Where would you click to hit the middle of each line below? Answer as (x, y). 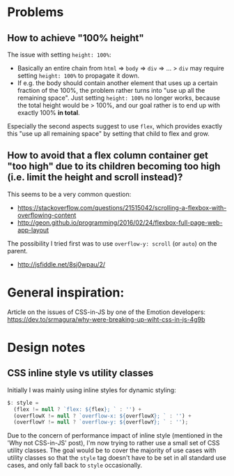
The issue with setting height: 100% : (59, 54)
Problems (36, 12)
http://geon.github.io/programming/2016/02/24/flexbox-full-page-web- (120, 222)
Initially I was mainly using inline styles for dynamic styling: (92, 390)
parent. (17, 251)
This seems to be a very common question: (69, 194)
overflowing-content (47, 215)
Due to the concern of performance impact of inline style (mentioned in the (115, 436)
